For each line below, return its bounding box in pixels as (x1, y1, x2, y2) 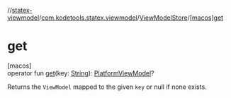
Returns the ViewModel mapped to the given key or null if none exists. (7, 82, 207, 91)
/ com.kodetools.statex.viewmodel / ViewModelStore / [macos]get (38, 13, 224, 22)
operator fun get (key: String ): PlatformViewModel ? (7, 68, 154, 77)
